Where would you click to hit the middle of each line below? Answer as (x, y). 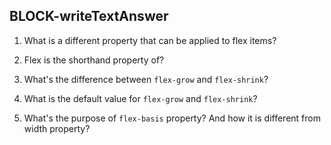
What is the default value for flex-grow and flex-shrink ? (140, 98)
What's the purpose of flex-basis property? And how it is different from (172, 118)
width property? (57, 128)
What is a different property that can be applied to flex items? (150, 40)
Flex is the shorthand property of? (94, 60)
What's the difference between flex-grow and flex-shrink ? (146, 79)
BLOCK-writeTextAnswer (89, 16)
